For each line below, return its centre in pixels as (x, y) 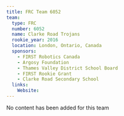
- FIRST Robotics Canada (49, 57)
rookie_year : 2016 (35, 40)
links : (20, 85)
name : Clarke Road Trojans (46, 34)
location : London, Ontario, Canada (57, 46)
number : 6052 (28, 29)
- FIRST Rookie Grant (44, 74)
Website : (28, 91)
